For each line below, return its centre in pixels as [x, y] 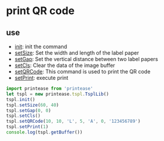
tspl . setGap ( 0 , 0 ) [29, 110]
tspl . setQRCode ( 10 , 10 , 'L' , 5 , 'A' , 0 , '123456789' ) [73, 122]
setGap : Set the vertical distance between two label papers [86, 59]
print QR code [40, 11]
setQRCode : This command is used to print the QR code [83, 71]
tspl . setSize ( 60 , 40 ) [33, 105]
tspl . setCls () [24, 116]
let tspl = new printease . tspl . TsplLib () [58, 94]
